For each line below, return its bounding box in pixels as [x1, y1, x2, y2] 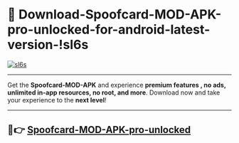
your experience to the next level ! [7, 95, 107, 104]
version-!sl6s [7, 37, 89, 53]
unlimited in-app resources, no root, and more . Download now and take [7, 88, 221, 97]
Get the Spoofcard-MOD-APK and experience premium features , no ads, [7, 80, 226, 89]
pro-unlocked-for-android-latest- [7, 21, 211, 38]
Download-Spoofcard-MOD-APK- [18, 6, 222, 23]
